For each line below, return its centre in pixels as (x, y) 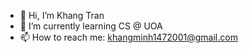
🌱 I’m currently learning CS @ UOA (91, 26)
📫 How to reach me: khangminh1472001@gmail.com (128, 37)
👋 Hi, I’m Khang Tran (62, 15)
